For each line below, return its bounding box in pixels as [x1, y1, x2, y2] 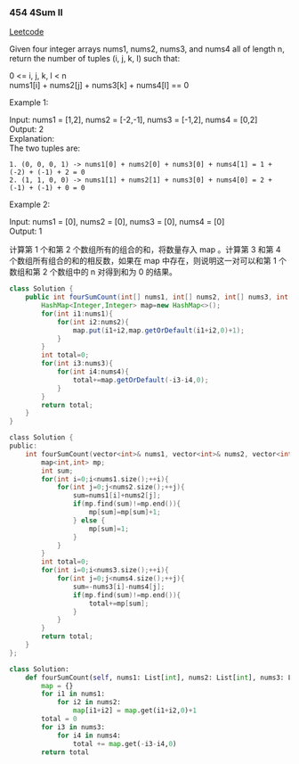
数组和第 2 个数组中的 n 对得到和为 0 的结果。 [9, 267, 178, 277]
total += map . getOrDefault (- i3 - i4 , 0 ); [72, 375, 209, 384]
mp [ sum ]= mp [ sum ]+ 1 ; [88, 508, 162, 517]
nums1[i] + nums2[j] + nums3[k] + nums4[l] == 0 [9, 80, 190, 91]
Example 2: [9, 199, 51, 210]
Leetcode [9, 27, 44, 37]
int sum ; [41, 466, 74, 475]
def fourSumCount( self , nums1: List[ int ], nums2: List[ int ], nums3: [25, 673, 285, 682]
